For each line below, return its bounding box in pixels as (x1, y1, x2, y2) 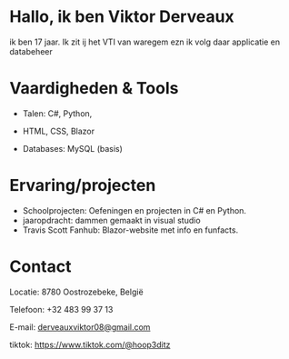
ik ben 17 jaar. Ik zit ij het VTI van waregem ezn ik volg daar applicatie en (9, 36, 281, 47)
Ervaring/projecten (9, 175, 156, 196)
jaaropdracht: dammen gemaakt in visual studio (22, 214, 202, 225)
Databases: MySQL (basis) (22, 143, 123, 154)
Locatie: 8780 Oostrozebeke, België (9, 286, 144, 297)
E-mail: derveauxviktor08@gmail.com (9, 321, 151, 333)
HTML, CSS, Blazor (22, 125, 95, 136)
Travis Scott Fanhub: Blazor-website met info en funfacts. (22, 224, 239, 235)
